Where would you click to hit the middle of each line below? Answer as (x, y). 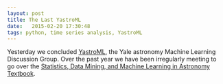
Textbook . (21, 74)
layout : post (26, 13)
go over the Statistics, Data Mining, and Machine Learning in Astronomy (109, 66)
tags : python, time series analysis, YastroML (75, 32)
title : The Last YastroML (44, 20)
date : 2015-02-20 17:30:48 (49, 26)
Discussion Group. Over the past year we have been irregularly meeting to (112, 59)
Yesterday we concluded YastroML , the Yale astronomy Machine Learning (111, 52)
